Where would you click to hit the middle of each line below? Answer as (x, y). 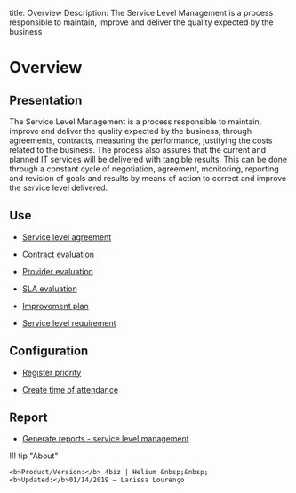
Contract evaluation (58, 254)
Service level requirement (69, 322)
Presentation (46, 100)
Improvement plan (55, 306)
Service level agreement (67, 237)
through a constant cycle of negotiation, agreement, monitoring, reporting (144, 169)
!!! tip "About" (34, 456)
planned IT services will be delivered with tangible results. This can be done (148, 159)
